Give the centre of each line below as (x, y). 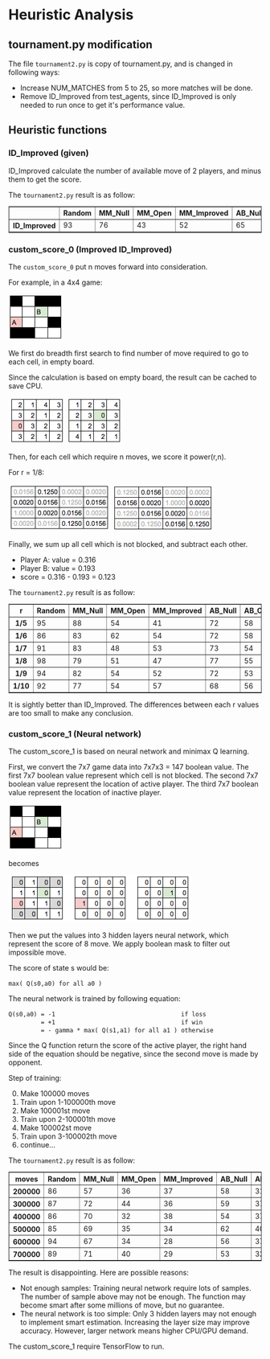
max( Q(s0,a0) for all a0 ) (55, 984)
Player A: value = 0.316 (58, 560)
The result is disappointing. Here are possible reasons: (98, 1273)
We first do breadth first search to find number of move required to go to (129, 353)
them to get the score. (45, 179)
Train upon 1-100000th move (68, 1102)
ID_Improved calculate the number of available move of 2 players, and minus (135, 170)
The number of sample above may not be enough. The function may (133, 1297)
